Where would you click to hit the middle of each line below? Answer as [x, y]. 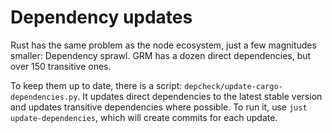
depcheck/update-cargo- [233, 86]
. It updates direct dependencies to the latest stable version [200, 96]
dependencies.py [44, 97]
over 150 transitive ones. [61, 66]
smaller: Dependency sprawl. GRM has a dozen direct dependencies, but [161, 55]
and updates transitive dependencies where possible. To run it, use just [159, 107]
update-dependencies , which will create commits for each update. [144, 117]
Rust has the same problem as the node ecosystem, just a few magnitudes [163, 45]
